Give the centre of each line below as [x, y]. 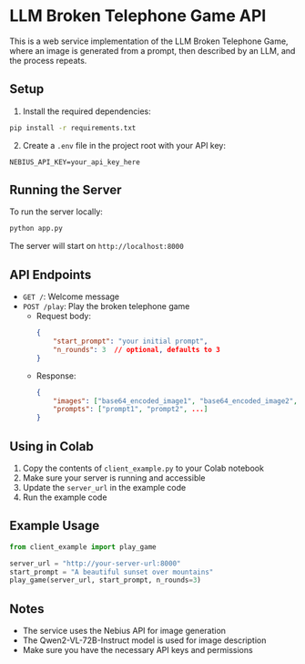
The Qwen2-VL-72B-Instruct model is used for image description [144, 640]
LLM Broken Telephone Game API [138, 16]
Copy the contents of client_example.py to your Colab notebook [143, 468]
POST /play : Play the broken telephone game [106, 306]
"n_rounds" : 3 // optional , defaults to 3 [137, 349]
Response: [56, 376]
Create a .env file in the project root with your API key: [124, 145]
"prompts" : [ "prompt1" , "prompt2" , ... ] [131, 410]
